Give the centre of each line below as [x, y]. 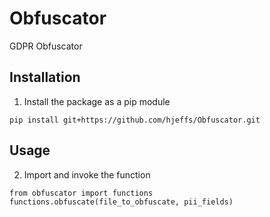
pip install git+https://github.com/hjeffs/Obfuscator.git [135, 120]
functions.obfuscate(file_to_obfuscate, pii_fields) [121, 202]
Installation [45, 77]
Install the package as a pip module [97, 101]
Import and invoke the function [87, 174]
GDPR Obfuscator [46, 46]
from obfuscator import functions [81, 193]
